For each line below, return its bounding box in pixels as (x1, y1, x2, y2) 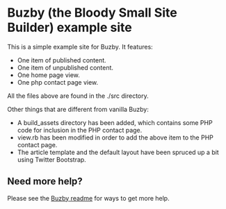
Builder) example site (7, 19, 132, 35)
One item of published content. (17, 56, 106, 64)
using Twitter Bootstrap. (17, 155, 87, 164)
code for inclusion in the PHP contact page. (17, 126, 143, 134)
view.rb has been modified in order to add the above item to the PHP (17, 133, 213, 142)
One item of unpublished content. (17, 63, 113, 72)
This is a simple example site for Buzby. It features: (7, 42, 153, 51)
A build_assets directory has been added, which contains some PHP (17, 118, 213, 126)
